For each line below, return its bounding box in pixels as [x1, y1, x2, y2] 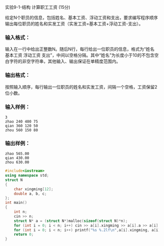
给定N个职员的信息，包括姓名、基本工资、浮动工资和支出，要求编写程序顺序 [5, 15, 158, 21]
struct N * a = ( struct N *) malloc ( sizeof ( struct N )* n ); [14, 218, 128, 224]
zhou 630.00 [5, 160, 29, 165]
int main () [5, 200, 27, 205]
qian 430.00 [5, 156, 29, 160]
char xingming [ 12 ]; [14, 186, 54, 192]
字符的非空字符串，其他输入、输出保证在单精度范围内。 [9, 58, 121, 65]
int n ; [14, 209, 27, 214]
